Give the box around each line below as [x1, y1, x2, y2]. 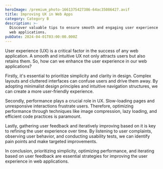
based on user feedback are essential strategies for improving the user [5, 153, 148, 159]
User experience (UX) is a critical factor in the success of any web [5, 47, 139, 54]
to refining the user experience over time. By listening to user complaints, [5, 128, 153, 134]
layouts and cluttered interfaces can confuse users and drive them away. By [5, 78, 158, 84]
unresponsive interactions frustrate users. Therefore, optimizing [5, 103, 134, 109]
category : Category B [5, 16, 49, 21]
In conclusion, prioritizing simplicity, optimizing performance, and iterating [5, 148, 155, 154]
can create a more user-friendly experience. [5, 88, 94, 94]
